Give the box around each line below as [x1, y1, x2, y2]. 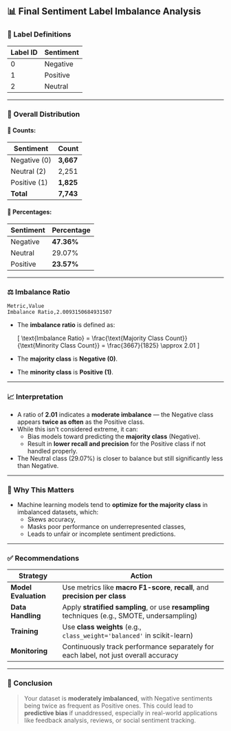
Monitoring [10, 646, 48, 656]
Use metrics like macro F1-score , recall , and [62, 583, 209, 592]
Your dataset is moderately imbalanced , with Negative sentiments [23, 694, 213, 702]
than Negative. [16, 461, 59, 469]
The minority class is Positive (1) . [16, 368, 113, 376]
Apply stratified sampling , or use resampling [62, 603, 210, 612]
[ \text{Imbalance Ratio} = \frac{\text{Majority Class [16, 334, 164, 342]
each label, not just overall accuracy [62, 651, 179, 660]
